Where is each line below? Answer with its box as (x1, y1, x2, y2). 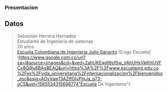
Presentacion (5, 4, 38, 11)
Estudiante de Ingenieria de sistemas (17, 38, 93, 44)
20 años (17, 43, 35, 49)
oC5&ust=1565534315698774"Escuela (17, 81, 97, 87)
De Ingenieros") (98, 81, 131, 87)
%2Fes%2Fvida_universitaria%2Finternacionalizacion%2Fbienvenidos (17, 70, 163, 76)
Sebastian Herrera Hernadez (17, 33, 76, 39)
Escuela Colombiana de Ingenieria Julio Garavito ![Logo (17, 49, 132, 55)
